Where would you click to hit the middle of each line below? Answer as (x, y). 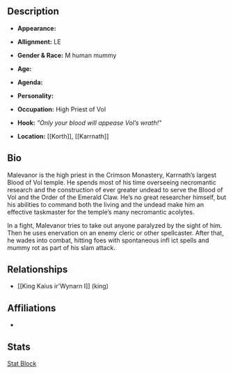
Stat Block (22, 364)
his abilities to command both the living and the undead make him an (105, 204)
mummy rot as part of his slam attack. (62, 247)
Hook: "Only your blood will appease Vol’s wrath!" (89, 123)
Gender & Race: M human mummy (67, 55)
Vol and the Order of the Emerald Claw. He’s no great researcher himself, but (117, 197)
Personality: (35, 95)
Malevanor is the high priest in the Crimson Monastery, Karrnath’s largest (112, 175)
